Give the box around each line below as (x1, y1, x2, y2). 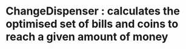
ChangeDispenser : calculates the (5, 4, 180, 18)
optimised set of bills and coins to (5, 17, 179, 31)
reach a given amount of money (5, 30, 168, 44)
